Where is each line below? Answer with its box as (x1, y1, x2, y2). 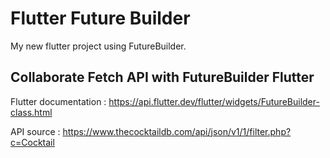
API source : (10, 125, 61, 137)
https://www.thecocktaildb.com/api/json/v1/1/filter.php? (62, 125, 292, 137)
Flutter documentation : (10, 95, 107, 107)
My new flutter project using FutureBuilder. (10, 40, 187, 52)
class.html (10, 106, 53, 118)
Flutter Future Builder (10, 7, 191, 30)
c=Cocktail (10, 136, 55, 148)
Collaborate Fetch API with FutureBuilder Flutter (10, 69, 315, 86)
